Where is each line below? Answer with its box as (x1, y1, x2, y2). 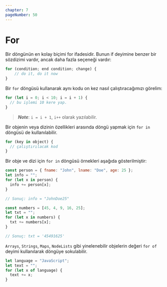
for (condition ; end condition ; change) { (5, 67, 97, 72)
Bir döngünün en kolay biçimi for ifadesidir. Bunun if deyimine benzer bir (5, 51, 157, 57)
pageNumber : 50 (5, 12, 38, 17)
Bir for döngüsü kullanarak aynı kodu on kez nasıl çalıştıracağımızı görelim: (5, 85, 163, 92)
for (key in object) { (5, 139, 53, 144)
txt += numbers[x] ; (10, 219, 51, 225)
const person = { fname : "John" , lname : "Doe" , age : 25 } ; (5, 168, 133, 173)
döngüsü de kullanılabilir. (5, 129, 58, 136)
